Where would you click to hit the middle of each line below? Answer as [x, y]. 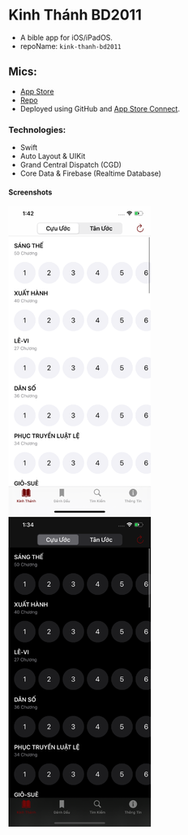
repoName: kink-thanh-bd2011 [70, 46]
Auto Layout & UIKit [53, 156]
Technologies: [37, 129]
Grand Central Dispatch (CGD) [70, 165]
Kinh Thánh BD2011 [75, 15]
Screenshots [30, 192]
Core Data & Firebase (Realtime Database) [91, 173]
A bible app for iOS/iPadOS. [66, 37]
